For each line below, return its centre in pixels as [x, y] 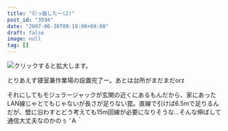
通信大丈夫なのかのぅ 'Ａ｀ [45, 120]
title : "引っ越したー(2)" [41, 13]
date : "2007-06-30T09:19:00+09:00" [58, 26]
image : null [24, 39]
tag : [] [18, 45]
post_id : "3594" [30, 20]
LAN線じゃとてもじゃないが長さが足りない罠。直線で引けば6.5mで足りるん [113, 103]
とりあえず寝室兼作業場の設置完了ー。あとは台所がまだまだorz [96, 80]
